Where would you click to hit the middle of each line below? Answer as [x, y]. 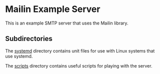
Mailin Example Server [53, 9]
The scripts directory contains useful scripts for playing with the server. [79, 65]
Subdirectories [29, 39]
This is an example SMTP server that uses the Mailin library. [67, 23]
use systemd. [19, 56]
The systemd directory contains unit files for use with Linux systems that [80, 50]
